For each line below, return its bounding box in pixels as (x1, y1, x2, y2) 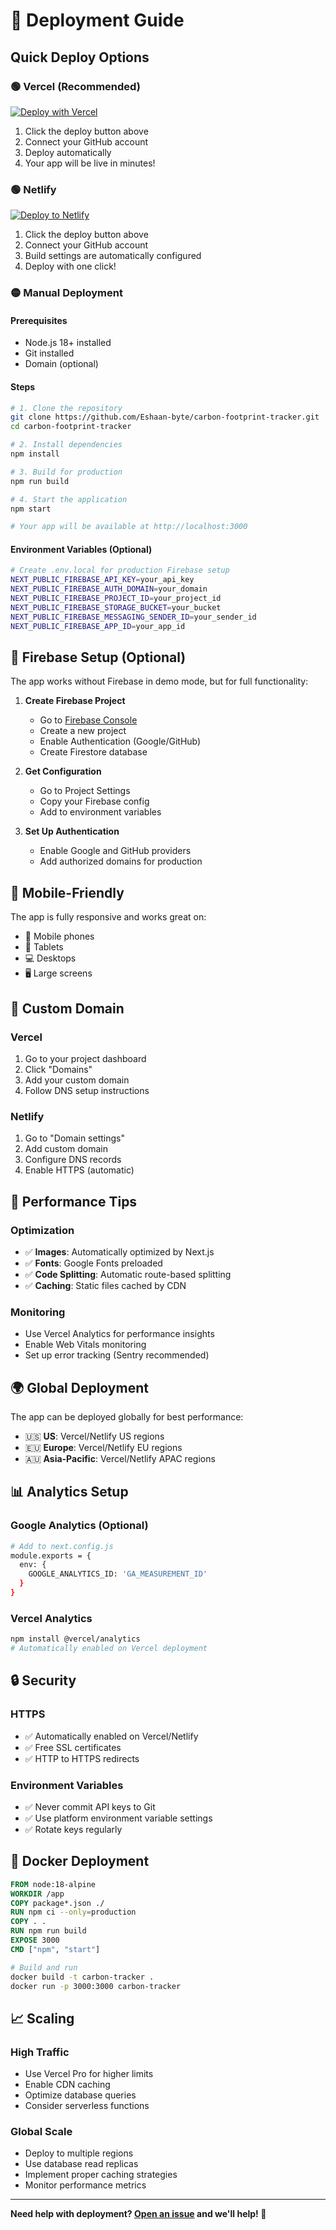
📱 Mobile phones (24, 930, 95, 943)
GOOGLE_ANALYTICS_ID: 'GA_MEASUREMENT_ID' (28, 1569, 208, 1579)
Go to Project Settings (39, 785, 131, 797)
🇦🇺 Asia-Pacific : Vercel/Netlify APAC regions (24, 1452, 216, 1464)
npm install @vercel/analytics (10, 1634, 141, 1644)
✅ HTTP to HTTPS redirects (24, 1752, 140, 1764)
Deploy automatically (24, 146, 112, 158)
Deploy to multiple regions (24, 2147, 134, 2159)
